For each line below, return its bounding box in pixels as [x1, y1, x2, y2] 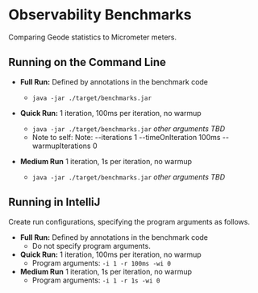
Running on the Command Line [8, 56, 167, 69]
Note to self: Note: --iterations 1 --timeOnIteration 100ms [31, 132, 221, 142]
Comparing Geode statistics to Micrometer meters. [8, 32, 177, 42]
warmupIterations [31, 141, 91, 151]
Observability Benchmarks [8, 6, 192, 24]
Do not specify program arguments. [31, 241, 151, 250]
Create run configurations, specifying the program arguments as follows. [8, 217, 250, 226]
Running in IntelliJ [8, 196, 101, 209]
